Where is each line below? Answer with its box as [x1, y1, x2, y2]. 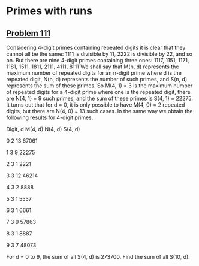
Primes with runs [6, 4, 93, 18]
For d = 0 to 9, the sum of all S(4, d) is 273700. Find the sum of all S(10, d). [6, 253, 190, 260]
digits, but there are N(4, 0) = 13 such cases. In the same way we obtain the [6, 108, 193, 114]
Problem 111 [6, 28, 51, 38]
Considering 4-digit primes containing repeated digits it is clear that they [6, 44, 186, 51]
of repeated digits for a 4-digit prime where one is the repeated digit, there [6, 89, 191, 95]
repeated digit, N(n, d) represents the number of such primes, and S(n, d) [6, 76, 188, 83]
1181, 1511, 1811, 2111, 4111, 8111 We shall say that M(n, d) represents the [6, 63, 179, 70]
